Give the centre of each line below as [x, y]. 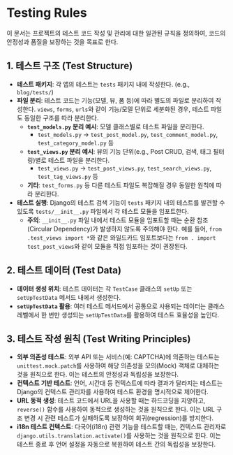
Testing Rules [47, 13]
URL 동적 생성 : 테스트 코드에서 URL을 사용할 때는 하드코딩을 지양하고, [111, 400]
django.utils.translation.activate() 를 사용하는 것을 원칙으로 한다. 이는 [119, 435]
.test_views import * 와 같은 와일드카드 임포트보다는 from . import [121, 237]
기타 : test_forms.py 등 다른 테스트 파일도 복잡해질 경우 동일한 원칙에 [121, 185]
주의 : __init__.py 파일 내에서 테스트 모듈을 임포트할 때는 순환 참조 [118, 220]
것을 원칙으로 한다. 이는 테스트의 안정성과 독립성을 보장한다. [98, 375]
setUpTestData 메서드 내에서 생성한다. [69, 297]
